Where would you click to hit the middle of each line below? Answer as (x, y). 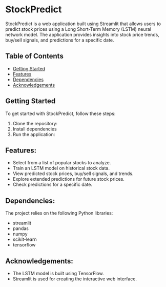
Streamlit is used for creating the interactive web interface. (75, 279)
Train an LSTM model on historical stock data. (61, 168)
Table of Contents (35, 56)
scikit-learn (25, 239)
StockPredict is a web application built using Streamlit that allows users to (83, 24)
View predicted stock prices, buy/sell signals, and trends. (73, 174)
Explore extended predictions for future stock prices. (68, 179)
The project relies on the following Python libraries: (59, 213)
